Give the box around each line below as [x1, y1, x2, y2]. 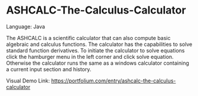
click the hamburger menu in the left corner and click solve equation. [6, 53, 174, 60]
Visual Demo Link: [6, 77, 50, 84]
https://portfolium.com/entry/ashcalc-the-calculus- [51, 77, 176, 84]
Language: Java [6, 23, 46, 30]
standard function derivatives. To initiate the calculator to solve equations [6, 47, 185, 54]
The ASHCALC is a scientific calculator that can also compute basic [6, 34, 171, 41]
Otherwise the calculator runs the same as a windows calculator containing [6, 59, 189, 67]
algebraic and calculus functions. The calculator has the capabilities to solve [6, 41, 193, 48]
